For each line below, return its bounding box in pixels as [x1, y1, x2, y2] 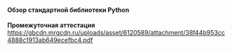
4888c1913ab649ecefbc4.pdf [7, 36, 93, 45]
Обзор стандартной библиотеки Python [7, 6, 130, 14]
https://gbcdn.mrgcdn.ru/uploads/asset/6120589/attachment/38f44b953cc [7, 29, 226, 37]
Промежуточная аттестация [7, 21, 95, 29]
